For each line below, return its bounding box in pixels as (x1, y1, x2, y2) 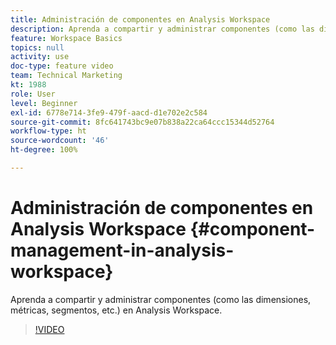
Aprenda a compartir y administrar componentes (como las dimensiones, (10, 293, 312, 305)
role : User (10, 89, 56, 99)
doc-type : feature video (10, 61, 114, 71)
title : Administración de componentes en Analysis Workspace (10, 14, 271, 25)
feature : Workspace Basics (10, 33, 123, 43)
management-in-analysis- (10, 239, 235, 262)
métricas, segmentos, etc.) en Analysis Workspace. (10, 304, 223, 316)
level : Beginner (10, 98, 78, 108)
